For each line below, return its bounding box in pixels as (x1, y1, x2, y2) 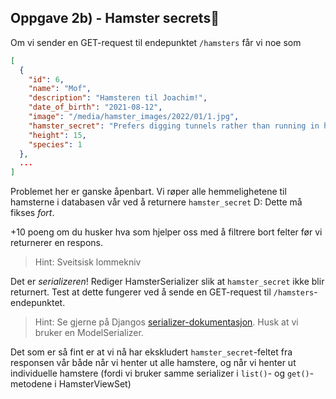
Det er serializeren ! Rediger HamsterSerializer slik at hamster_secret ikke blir (10, 276, 325, 288)
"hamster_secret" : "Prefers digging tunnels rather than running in (28, 121, 320, 131)
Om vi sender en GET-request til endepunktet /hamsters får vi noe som (10, 36, 302, 48)
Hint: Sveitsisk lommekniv (34, 256, 142, 268)
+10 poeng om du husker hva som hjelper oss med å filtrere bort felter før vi (10, 226, 323, 238)
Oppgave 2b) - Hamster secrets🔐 (10, 10, 220, 27)
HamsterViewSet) (58, 378, 132, 390)
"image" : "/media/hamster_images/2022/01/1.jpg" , (28, 112, 240, 122)
